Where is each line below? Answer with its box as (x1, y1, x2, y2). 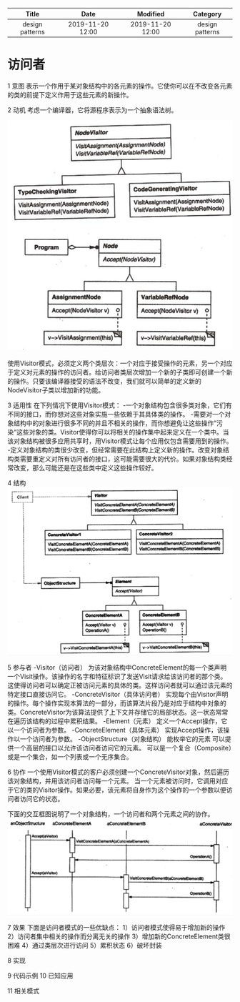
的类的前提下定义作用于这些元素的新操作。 (7, 91, 133, 99)
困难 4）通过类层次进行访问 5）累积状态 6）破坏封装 (7, 941, 162, 949)
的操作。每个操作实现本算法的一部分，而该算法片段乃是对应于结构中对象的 (7, 699, 226, 708)
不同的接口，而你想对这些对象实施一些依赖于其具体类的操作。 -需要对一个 (7, 410, 225, 418)
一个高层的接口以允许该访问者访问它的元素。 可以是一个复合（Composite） (13, 744, 232, 753)
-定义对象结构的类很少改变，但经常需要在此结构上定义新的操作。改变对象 (7, 445, 224, 454)
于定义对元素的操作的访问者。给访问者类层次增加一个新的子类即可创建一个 (7, 367, 226, 376)
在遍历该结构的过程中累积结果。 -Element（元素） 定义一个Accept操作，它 (7, 717, 228, 725)
